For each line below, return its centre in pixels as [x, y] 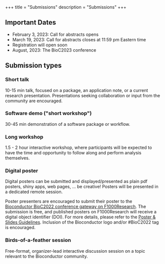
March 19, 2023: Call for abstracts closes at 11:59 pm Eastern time [79, 39]
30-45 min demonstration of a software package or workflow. [68, 124]
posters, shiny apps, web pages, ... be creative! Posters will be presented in [82, 187]
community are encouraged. [34, 101]
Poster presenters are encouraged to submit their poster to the [69, 202]
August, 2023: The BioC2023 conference [54, 50]
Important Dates [31, 22]
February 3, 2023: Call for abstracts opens [55, 34]
